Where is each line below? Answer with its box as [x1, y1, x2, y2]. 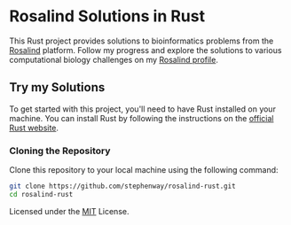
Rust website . [9, 122, 59, 133]
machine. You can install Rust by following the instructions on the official [9, 112, 274, 123]
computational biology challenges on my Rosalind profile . [9, 54, 219, 65]
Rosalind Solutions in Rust [9, 6, 206, 27]
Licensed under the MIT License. [9, 206, 130, 216]
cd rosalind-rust [9, 190, 74, 198]
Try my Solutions [9, 80, 106, 95]
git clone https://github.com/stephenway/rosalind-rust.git [9, 182, 237, 191]
